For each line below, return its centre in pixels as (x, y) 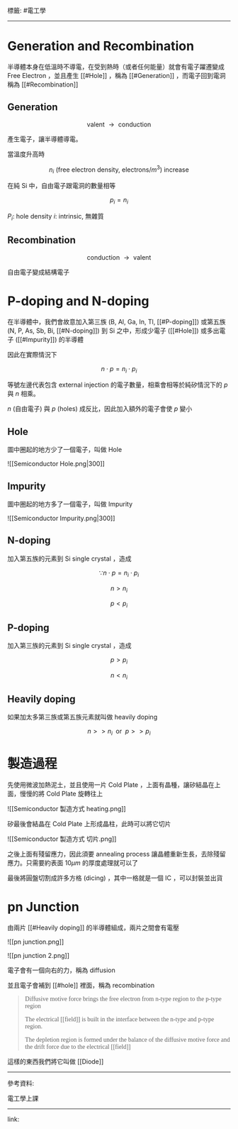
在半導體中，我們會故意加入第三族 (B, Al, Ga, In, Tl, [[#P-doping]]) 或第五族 (117, 321)
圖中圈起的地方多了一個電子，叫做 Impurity (70, 504)
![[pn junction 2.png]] (38, 956)
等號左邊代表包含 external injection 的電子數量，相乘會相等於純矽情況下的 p (118, 385)
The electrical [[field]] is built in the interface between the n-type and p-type (119, 1019)
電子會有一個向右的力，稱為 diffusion (61, 970)
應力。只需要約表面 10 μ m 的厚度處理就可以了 (73, 863)
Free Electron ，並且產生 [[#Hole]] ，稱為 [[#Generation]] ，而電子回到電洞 (117, 75)
